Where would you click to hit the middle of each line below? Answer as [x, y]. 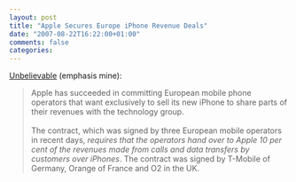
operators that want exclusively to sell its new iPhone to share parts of [159, 102]
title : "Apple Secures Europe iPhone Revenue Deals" [109, 26]
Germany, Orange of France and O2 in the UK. [115, 169]
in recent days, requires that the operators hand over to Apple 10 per [156, 140]
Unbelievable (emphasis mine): [66, 75]
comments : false [39, 42]
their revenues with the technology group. [107, 112]
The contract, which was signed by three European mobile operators [156, 131]
